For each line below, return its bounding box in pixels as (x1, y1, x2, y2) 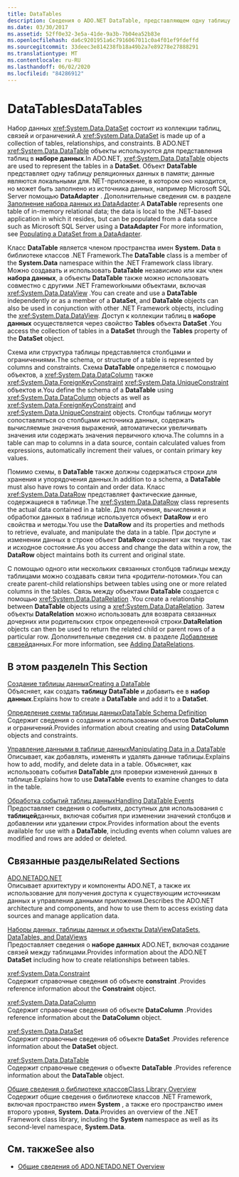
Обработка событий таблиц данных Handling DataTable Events (7, 797, 194, 805)
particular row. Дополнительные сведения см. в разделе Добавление (7, 632, 218, 641)
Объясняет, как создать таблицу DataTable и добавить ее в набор (7, 687, 210, 696)
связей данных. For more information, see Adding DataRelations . (7, 640, 196, 649)
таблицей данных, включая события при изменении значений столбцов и (7, 811, 231, 820)
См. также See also (7, 1143, 95, 1156)
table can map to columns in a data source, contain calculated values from (7, 439, 226, 447)
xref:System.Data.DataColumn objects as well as (7, 393, 150, 402)
